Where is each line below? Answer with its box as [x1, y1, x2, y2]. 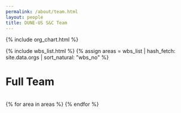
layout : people [5, 14, 44, 20]
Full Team [5, 75, 54, 88]
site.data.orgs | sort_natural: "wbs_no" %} [5, 54, 109, 61]
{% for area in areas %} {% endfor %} [5, 101, 99, 108]
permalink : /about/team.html [5, 8, 78, 15]
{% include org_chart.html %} [5, 36, 79, 43]
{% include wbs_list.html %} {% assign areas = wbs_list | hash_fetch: [5, 48, 176, 55]
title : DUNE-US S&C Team [5, 20, 68, 26]
